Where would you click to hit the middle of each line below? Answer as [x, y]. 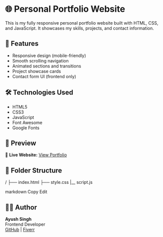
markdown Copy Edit [26, 192]
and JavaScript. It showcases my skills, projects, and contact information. [80, 28]
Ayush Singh [18, 219]
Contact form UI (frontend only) [44, 76]
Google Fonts [26, 128]
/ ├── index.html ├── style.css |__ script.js [49, 182]
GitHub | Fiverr [20, 229]
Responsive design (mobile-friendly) [49, 56]
